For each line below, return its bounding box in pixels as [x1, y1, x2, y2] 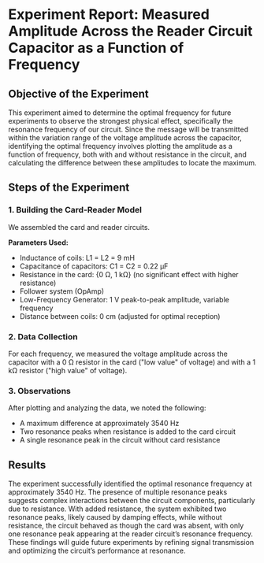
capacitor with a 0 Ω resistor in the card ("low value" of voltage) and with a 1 [8, 357, 256, 367]
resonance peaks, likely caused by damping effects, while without [8, 513, 222, 522]
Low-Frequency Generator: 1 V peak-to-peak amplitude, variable [19, 294, 230, 304]
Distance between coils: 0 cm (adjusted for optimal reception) [19, 311, 221, 320]
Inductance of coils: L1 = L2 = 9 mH [19, 253, 136, 262]
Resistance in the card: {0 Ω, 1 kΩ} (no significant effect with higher [19, 269, 239, 279]
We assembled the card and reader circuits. [8, 222, 151, 231]
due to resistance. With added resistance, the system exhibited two [8, 504, 227, 513]
